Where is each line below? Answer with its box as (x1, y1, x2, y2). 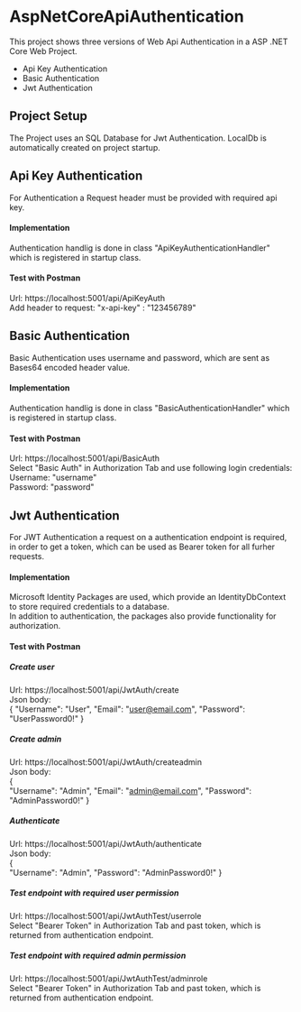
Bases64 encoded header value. (9, 362, 131, 373)
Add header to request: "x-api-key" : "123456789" (9, 302, 196, 313)
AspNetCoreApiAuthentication (9, 6, 245, 27)
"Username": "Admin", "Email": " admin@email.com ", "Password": (9, 785, 252, 796)
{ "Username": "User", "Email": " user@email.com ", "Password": (9, 704, 246, 714)
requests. (9, 551, 45, 561)
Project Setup (9, 108, 88, 124)
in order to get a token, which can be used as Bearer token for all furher (9, 541, 276, 552)
